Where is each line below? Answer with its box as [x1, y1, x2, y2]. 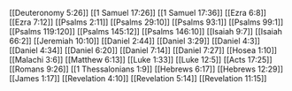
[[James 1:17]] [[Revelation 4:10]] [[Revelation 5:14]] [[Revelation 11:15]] [9, 73, 267, 83]
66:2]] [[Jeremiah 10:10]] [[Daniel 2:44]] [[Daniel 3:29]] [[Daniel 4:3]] [9, 35, 261, 46]
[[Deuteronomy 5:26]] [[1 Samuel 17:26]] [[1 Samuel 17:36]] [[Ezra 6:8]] [9, 8, 267, 18]
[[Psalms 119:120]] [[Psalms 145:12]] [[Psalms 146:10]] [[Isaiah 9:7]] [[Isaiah [9, 27, 283, 36]
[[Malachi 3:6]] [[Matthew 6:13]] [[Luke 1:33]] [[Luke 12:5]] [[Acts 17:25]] [9, 55, 273, 64]
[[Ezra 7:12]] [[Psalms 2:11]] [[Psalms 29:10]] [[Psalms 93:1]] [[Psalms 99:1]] [9, 17, 284, 27]
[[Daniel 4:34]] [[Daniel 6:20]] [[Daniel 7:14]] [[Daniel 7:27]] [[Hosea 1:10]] [9, 45, 277, 56]
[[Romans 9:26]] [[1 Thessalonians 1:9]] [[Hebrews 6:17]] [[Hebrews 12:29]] [9, 64, 283, 74]
